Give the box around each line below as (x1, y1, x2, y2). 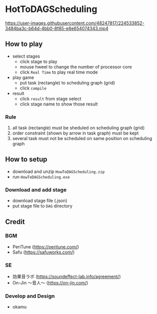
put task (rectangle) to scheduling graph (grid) (19, 79, 116, 85)
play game (12, 74, 34, 80)
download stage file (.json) (12, 197, 67, 203)
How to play (5, 40, 43, 48)
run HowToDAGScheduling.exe (12, 173, 70, 179)
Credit (5, 217, 25, 226)
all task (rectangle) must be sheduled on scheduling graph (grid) (12, 125, 145, 131)
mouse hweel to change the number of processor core (19, 63, 132, 69)
